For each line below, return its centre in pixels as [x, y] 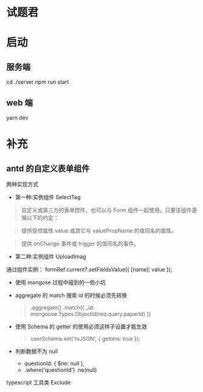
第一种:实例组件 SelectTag [48, 197]
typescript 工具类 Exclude [39, 382]
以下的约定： [43, 218]
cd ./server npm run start [38, 82]
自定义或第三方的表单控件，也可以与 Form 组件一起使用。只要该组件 [106, 210]
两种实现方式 [22, 184]
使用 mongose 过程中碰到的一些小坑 [60, 282]
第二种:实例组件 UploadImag [50, 257]
